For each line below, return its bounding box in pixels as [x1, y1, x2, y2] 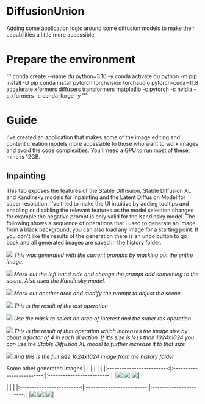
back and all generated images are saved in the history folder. [6, 239, 162, 246]
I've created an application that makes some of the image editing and [6, 133, 181, 141]
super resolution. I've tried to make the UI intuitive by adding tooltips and [6, 200, 189, 207]
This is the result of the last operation [13, 302, 109, 309]
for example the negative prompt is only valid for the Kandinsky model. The [6, 212, 195, 220]
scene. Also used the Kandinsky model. [6, 276, 106, 284]
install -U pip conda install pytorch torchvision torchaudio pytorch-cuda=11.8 [6, 79, 199, 86]
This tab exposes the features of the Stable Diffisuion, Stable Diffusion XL [6, 187, 192, 194]
